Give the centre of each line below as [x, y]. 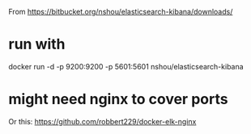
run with [37, 44]
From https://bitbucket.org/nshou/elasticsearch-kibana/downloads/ [121, 12]
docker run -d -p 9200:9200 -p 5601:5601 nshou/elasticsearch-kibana [126, 66]
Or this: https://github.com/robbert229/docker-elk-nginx [102, 121]
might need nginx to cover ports [118, 99]
